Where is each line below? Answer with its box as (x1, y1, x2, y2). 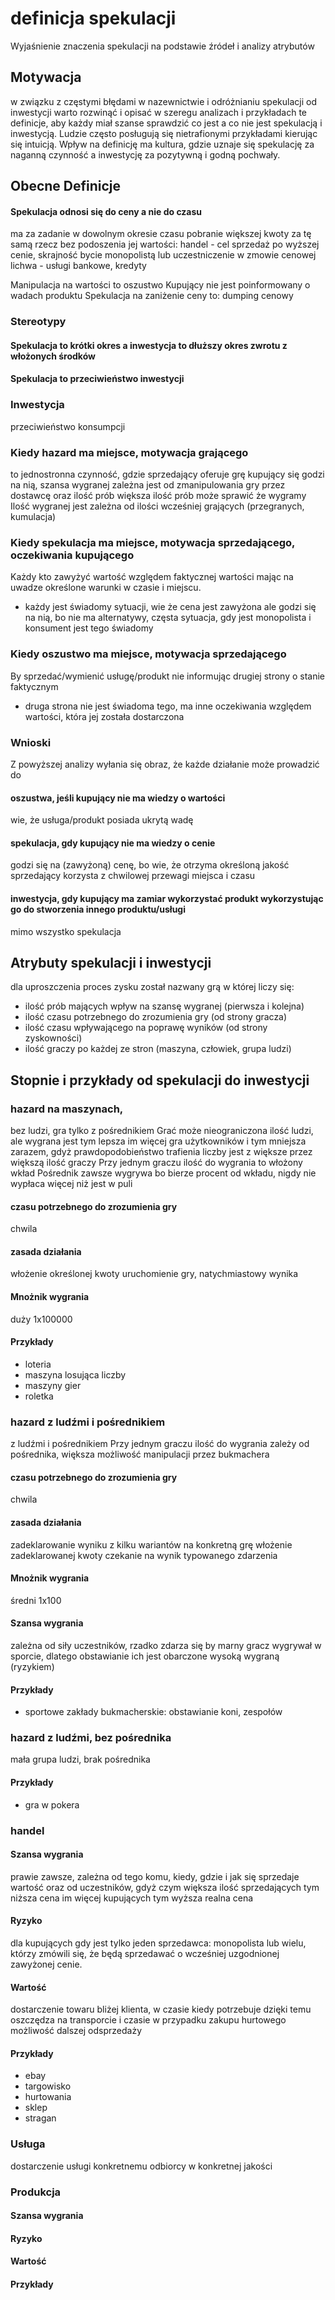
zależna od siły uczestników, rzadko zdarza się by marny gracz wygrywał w (10, 1639, 322, 1651)
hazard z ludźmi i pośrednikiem (10, 1415, 166, 1429)
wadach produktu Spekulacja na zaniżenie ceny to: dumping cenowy (10, 290, 294, 302)
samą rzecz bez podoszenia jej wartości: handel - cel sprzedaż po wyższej (10, 238, 320, 251)
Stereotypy (10, 315, 67, 329)
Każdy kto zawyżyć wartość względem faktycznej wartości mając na (10, 571, 294, 583)
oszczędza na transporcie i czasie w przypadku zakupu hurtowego (10, 2014, 287, 2026)
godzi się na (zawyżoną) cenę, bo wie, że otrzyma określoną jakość (10, 859, 290, 871)
